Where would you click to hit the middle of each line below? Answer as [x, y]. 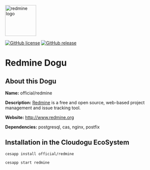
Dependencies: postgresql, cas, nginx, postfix [52, 127]
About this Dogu [31, 81]
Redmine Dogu [36, 63]
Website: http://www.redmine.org [40, 117]
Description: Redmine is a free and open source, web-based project [75, 103]
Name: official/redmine [29, 93]
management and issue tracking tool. [43, 108]
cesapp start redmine [27, 163]
